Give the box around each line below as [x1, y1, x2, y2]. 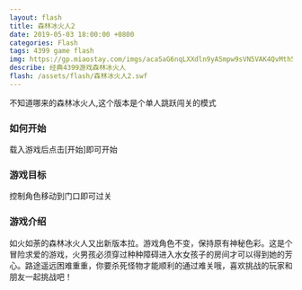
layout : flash [9, 13, 63, 22]
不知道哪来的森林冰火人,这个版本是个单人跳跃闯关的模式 [9, 97, 218, 108]
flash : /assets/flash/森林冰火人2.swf [9, 72, 148, 81]
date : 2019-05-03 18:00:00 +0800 [9, 30, 135, 39]
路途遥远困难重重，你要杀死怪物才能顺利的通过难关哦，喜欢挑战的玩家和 [24, 259, 293, 270]
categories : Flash [9, 38, 78, 48]
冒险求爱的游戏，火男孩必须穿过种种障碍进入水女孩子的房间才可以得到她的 [9, 249, 285, 259]
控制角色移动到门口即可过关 [9, 190, 112, 202]
